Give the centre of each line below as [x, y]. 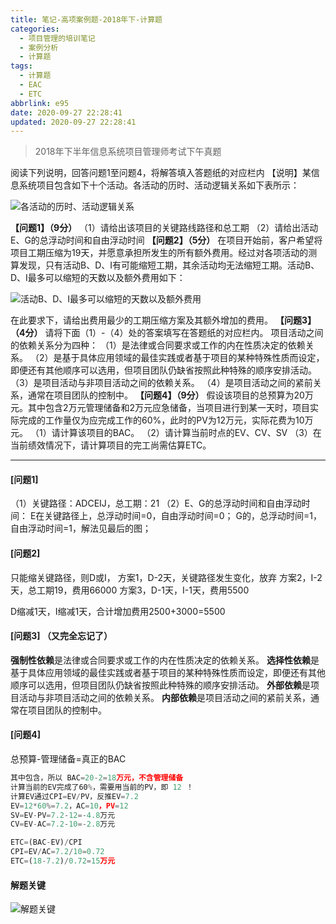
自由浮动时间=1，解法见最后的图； [81, 528]
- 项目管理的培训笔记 [57, 38]
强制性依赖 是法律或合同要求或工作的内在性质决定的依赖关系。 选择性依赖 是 [165, 660]
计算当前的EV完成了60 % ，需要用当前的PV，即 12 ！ [102, 787]
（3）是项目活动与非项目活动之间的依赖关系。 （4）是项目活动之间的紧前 [161, 383]
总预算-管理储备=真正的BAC [68, 759]
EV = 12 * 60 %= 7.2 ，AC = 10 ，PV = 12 [69, 806]
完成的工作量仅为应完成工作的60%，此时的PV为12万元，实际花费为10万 [166, 420]
